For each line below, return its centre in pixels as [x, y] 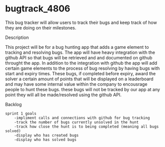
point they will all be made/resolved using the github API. [63, 95]
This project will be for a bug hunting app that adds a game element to [77, 47]
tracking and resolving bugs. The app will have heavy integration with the [80, 52]
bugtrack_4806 [38, 9]
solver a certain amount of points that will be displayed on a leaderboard [79, 79]
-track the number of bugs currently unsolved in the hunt [77, 122]
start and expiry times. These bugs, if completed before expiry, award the [81, 73]
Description [17, 37]
